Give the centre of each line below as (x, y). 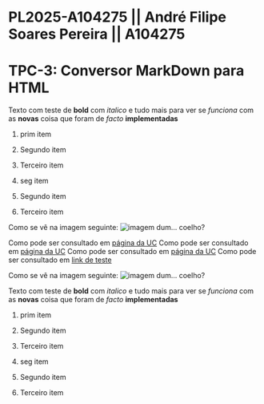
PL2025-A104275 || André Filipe (117, 17)
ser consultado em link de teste (60, 260)
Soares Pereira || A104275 (97, 34)
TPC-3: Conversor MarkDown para (126, 71)
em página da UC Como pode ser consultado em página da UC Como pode (132, 252)
